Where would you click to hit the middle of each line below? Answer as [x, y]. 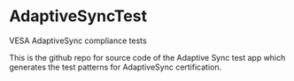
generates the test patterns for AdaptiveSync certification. [116, 67]
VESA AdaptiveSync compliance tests [78, 40]
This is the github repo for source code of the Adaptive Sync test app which [147, 57]
